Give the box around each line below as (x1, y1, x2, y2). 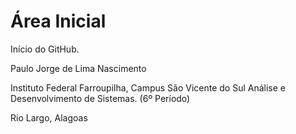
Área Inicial (10, 10, 107, 33)
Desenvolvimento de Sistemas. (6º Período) (10, 92, 191, 104)
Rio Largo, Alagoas (10, 111, 88, 124)
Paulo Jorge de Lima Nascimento (10, 62, 147, 74)
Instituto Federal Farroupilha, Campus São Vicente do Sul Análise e (10, 81, 286, 94)
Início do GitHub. (10, 43, 80, 55)
